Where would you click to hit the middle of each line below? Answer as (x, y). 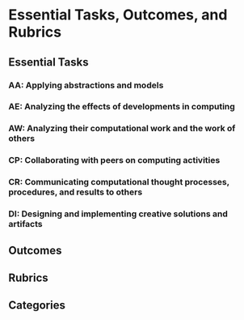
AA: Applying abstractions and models (86, 85)
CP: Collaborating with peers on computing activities (114, 160)
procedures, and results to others (76, 192)
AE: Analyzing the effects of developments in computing (122, 107)
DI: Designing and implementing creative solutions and (118, 214)
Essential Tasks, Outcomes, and (118, 15)
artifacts (25, 224)
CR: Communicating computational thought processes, (119, 182)
